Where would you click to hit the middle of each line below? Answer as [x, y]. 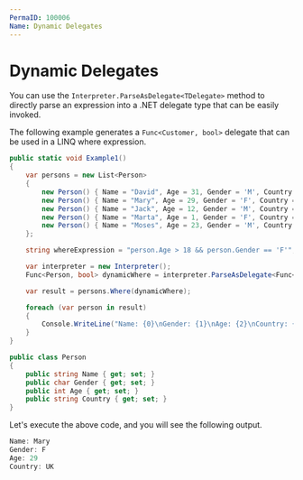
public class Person [48, 357]
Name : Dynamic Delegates [56, 26]
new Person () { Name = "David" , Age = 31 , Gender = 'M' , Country [167, 192]
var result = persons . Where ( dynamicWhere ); [109, 291]
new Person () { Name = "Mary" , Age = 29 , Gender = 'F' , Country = [169, 200]
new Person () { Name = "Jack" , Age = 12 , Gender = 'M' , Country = [169, 208]
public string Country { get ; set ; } [96, 399]
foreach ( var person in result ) [86, 308]
